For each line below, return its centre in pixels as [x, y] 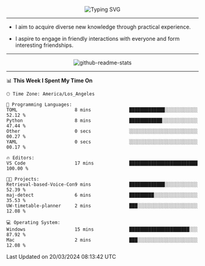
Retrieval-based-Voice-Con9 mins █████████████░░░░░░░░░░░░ [102, 184]
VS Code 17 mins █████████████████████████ [102, 163]
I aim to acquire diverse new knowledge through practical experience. [103, 27]
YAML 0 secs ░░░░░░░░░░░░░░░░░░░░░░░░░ [102, 142]
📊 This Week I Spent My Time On [49, 80]
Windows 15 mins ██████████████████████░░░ [102, 229]
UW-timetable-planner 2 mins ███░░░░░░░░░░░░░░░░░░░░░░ [102, 206]
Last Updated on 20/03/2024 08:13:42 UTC [61, 257]
